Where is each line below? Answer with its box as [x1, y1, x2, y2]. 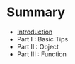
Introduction [16, 27, 53, 36]
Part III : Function [16, 50, 67, 58]
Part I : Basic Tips [16, 34, 69, 43]
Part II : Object [16, 42, 59, 51]
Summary [6, 4, 65, 20]
